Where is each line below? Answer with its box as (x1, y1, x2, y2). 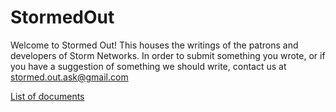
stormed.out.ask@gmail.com (10, 71, 129, 83)
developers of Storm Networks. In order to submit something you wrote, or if (10, 49, 326, 61)
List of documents (10, 90, 85, 102)
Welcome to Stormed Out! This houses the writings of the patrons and (10, 39, 299, 51)
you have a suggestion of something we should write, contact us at (10, 60, 287, 72)
